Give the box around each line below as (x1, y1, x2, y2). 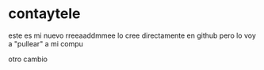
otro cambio (8, 54, 48, 64)
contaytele (8, 5, 81, 23)
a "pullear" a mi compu (8, 39, 83, 48)
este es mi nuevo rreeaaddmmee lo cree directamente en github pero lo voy (8, 31, 256, 40)
